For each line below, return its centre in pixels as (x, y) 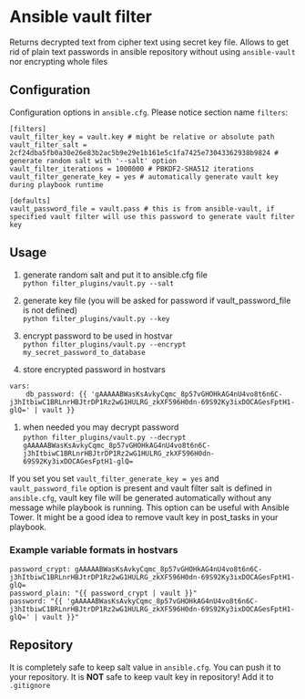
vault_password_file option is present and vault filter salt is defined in (141, 488)
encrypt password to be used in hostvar (97, 336)
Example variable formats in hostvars (94, 550)
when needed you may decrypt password (101, 427)
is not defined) (50, 310)
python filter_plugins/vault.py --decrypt (104, 437)
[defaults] (30, 201)
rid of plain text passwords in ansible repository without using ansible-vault (152, 51)
